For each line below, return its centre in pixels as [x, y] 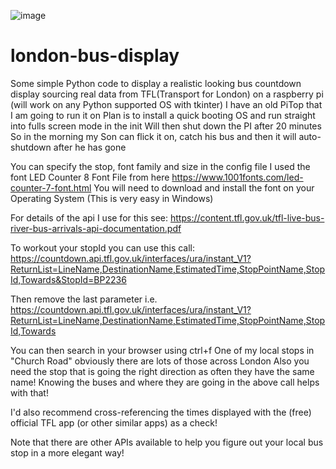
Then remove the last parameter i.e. [84, 299]
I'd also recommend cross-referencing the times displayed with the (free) [161, 412]
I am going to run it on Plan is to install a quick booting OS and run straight [163, 115]
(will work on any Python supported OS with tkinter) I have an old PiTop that [166, 104]
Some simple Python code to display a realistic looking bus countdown [156, 83]
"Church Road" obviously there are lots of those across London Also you [160, 361]
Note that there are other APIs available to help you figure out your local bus [167, 442]
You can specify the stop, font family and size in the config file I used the [160, 166]
